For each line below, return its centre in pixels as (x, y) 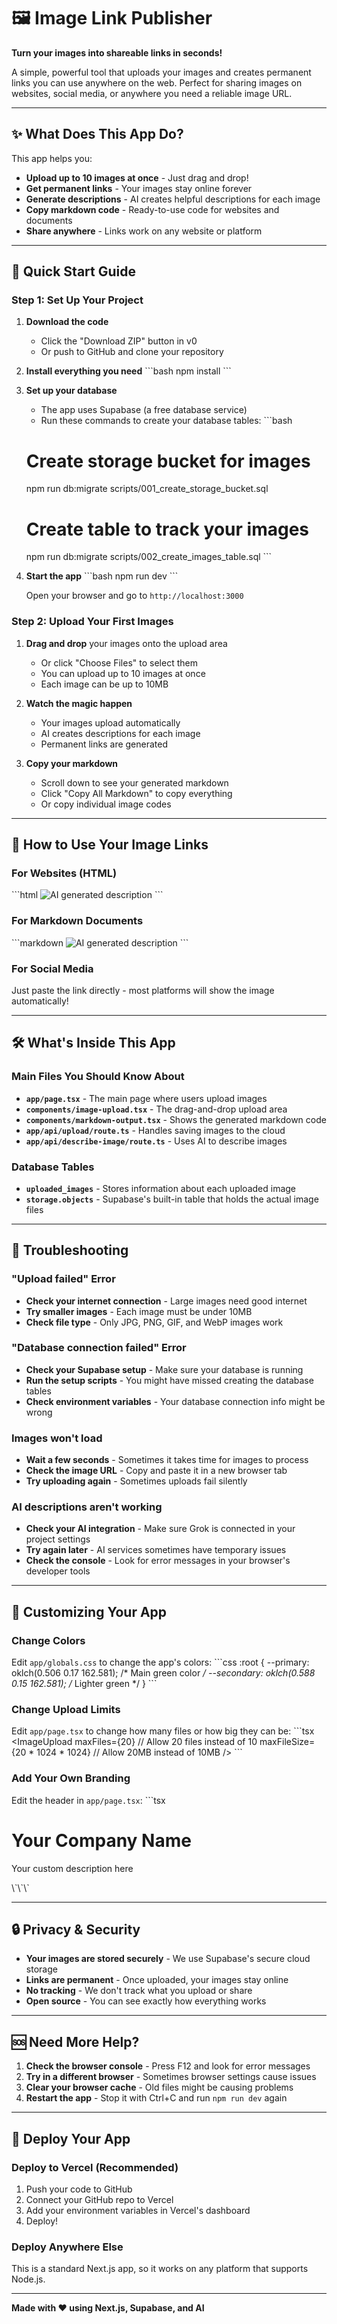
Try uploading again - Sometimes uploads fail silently (136, 1481)
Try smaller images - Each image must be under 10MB (139, 1311)
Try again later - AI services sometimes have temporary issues (156, 1550)
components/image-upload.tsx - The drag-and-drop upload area (156, 1109)
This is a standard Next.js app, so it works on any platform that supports (160, 2269)
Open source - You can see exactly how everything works (146, 2001)
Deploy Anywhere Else (67, 2247)
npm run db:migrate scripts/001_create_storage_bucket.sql (147, 489)
